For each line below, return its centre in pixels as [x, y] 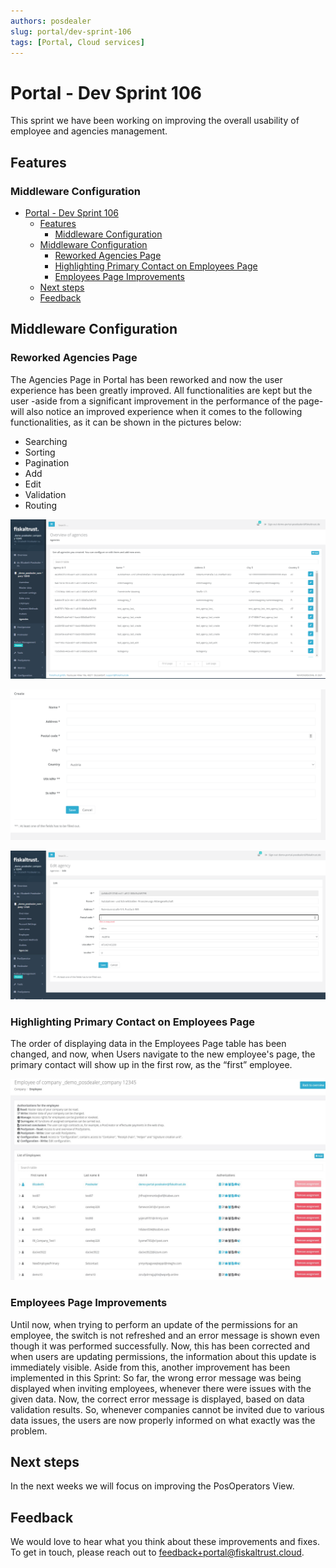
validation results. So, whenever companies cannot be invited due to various [167, 1409]
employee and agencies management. [89, 131]
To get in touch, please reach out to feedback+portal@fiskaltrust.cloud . [157, 1552]
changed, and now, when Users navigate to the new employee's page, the [163, 1054]
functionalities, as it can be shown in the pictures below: [126, 422]
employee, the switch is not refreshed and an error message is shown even [165, 1335]
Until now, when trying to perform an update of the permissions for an [154, 1324]
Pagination [47, 462]
